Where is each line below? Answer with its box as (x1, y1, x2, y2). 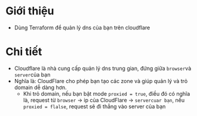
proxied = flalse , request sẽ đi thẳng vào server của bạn (23, 103, 166, 110)
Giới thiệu (5, 4, 54, 18)
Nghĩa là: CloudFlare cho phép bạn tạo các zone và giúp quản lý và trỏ (14, 77, 188, 84)
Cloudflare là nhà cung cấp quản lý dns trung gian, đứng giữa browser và (14, 65, 192, 72)
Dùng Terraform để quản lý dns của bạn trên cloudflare (14, 24, 150, 31)
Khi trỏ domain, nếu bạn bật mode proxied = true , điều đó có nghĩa (23, 90, 190, 97)
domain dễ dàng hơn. (14, 84, 67, 91)
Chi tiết (5, 45, 42, 59)
